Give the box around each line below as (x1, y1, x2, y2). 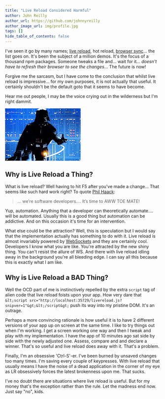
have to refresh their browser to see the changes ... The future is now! (5, 64, 146, 69)
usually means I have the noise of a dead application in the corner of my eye (5, 363, 160, 369)
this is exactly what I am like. (5, 259, 63, 265)
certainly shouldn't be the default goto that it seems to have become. (5, 84, 145, 90)
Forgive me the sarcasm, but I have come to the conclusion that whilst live (5, 73, 156, 79)
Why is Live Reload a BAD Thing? (5, 273, 108, 282)
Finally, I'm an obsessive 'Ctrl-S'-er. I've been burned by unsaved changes (5, 353, 157, 359)
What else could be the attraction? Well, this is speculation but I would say (5, 228, 156, 233)
